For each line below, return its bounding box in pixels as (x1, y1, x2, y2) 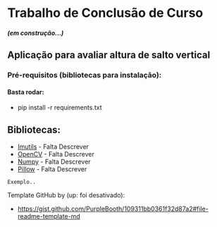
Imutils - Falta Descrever (17, 142, 89, 151)
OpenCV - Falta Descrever (17, 150, 95, 159)
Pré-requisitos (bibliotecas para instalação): (7, 70, 162, 80)
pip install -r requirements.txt (17, 104, 102, 112)
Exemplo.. (7, 178, 37, 186)
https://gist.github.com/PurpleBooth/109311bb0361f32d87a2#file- (17, 204, 209, 213)
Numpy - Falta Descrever (17, 157, 91, 166)
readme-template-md (17, 212, 81, 221)
